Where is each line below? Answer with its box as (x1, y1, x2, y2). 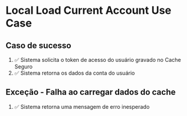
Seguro (14, 63, 33, 70)
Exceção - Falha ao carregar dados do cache (5, 87, 176, 97)
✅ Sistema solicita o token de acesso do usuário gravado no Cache (14, 56, 182, 63)
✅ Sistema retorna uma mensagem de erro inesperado (14, 103, 150, 110)
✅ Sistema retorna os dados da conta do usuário (14, 70, 135, 76)
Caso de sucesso (5, 40, 72, 50)
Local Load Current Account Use (5, 4, 172, 17)
